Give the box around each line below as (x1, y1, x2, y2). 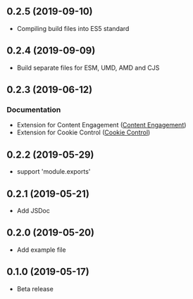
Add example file (16, 246, 66, 254)
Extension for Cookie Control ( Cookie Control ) (16, 128, 151, 136)
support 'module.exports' (16, 167, 91, 176)
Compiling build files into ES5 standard (16, 24, 130, 32)
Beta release (16, 284, 54, 293)
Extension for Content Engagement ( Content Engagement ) (16, 121, 187, 129)
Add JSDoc (16, 206, 51, 215)
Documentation (6, 105, 61, 115)
